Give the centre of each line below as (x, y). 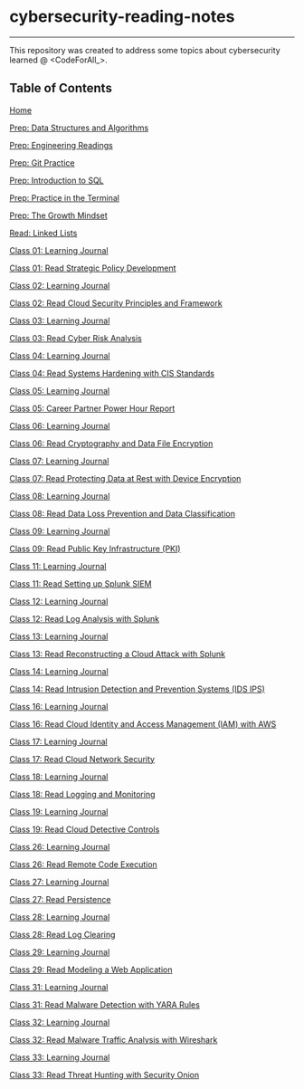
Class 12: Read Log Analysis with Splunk (85, 618)
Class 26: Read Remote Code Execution (84, 864)
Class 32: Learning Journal (60, 1022)
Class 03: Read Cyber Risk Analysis (76, 338)
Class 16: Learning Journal (59, 706)
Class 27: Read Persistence (60, 899)
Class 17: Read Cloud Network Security (82, 759)
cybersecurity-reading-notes (122, 17)
